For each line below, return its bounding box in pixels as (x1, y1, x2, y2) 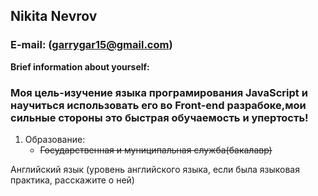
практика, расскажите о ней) (10, 174, 135, 186)
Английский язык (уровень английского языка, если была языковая (10, 163, 300, 175)
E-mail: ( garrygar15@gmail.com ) (10, 38, 173, 52)
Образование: (24, 133, 86, 145)
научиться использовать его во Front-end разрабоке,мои (10, 98, 307, 112)
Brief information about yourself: (10, 60, 150, 73)
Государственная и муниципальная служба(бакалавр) (39, 144, 273, 156)
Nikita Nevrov (10, 8, 98, 25)
